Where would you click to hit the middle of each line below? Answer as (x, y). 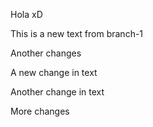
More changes (40, 111)
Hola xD (26, 14)
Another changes (46, 53)
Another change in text (57, 92)
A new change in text (54, 72)
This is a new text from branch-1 (77, 33)
